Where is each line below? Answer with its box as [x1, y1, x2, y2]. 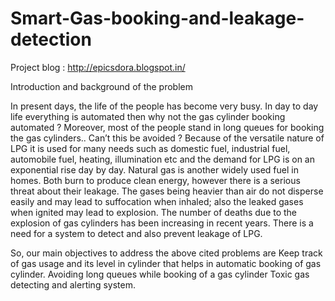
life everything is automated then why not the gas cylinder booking [10, 110, 286, 122]
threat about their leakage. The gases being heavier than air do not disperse [10, 185, 324, 197]
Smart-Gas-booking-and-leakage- [10, 7, 305, 30]
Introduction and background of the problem [10, 80, 193, 92]
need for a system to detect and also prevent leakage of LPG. [10, 227, 263, 239]
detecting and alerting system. [10, 278, 136, 291]
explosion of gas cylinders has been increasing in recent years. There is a [10, 217, 314, 229]
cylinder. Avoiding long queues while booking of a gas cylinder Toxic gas [10, 268, 310, 280]
